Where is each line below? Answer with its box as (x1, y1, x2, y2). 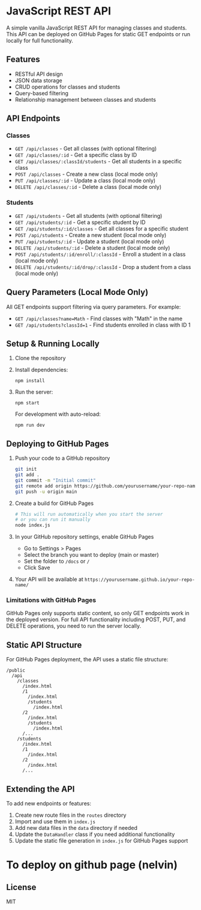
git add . (14, 472, 40, 478)
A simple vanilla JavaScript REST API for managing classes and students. (6, 24, 187, 31)
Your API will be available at (14, 576, 84, 583)
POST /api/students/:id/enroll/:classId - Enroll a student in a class (14, 250, 186, 258)
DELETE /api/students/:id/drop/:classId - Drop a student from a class (14, 263, 191, 270)
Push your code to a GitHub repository (14, 454, 110, 462)
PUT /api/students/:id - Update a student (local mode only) (14, 238, 164, 245)
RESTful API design (14, 70, 63, 78)
